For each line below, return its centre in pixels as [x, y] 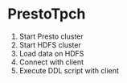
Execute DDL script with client [69, 70]
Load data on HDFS [51, 53]
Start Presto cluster [51, 36]
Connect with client [51, 62]
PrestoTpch [47, 14]
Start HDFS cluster [50, 44]
